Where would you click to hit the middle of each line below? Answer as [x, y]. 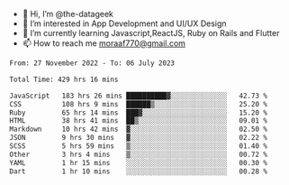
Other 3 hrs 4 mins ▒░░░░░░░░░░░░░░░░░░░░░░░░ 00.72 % [139, 154]
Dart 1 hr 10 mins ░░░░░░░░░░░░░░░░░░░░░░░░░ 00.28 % [139, 171]
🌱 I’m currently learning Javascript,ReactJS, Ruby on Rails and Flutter [151, 33]
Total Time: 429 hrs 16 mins [64, 79]
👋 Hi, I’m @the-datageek [68, 14]
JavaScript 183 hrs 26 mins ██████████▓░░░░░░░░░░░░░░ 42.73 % [139, 96]
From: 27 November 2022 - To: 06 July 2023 [92, 63]
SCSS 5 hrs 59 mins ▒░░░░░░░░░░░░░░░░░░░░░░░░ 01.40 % [139, 146]
